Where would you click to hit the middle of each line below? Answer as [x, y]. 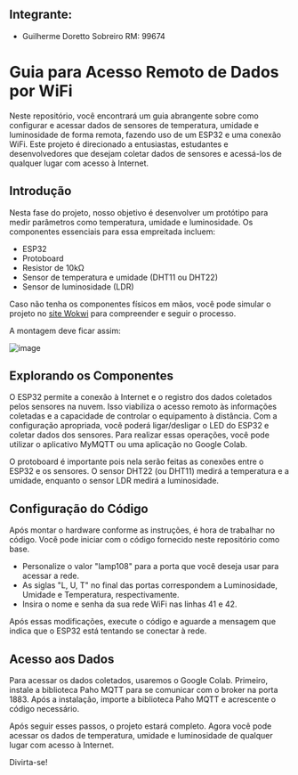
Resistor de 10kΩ [53, 267]
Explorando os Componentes [92, 375]
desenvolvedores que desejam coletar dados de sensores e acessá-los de [145, 153]
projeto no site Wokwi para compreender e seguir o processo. [123, 313]
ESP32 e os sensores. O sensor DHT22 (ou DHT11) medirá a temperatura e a [149, 471]
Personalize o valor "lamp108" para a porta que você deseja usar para [150, 567]
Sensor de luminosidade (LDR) [78, 286]
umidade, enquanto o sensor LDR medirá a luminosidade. [114, 481]
